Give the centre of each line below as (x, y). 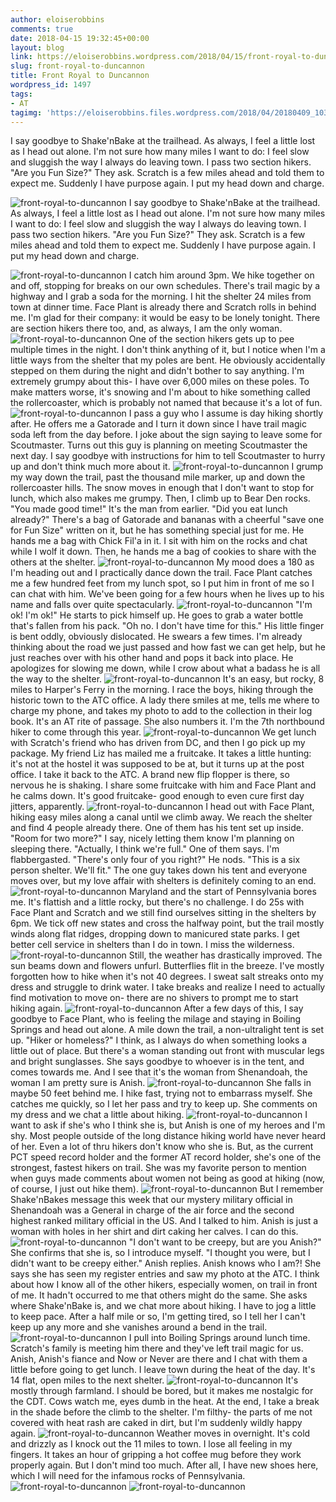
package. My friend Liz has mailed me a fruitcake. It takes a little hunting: (161, 753)
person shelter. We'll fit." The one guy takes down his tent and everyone (159, 870)
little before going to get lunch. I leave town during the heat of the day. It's (163, 1370)
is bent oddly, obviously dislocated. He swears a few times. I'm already (156, 637)
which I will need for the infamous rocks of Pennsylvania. (128, 1476)
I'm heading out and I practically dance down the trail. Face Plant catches (161, 573)
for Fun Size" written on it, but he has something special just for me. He (157, 530)
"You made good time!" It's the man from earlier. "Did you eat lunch (149, 509)
